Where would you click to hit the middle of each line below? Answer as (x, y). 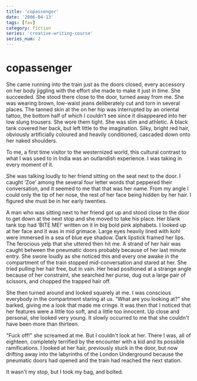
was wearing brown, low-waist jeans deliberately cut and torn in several (93, 103)
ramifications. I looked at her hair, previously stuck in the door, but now (92, 347)
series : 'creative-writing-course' (50, 34)
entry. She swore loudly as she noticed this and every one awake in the (92, 256)
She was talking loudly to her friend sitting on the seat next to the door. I (94, 176)
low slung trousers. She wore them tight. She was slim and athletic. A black (97, 122)
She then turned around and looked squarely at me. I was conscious (89, 293)
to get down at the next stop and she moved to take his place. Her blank (93, 218)
